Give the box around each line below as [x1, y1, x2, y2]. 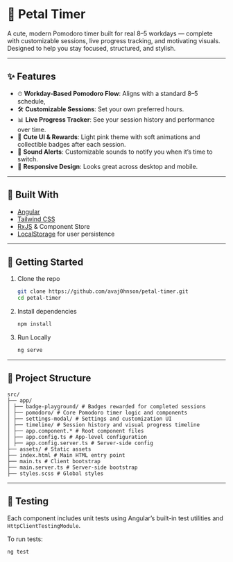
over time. [17, 125, 46, 134]
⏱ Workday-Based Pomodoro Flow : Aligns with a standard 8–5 [17, 89, 198, 97]
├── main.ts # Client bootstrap [7, 458, 101, 465]
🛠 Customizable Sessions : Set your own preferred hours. [17, 104, 184, 113]
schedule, [17, 97, 46, 105]
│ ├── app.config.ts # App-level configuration [7, 433, 148, 440]
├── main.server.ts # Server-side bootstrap [7, 464, 138, 471]
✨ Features [7, 71, 56, 83]
